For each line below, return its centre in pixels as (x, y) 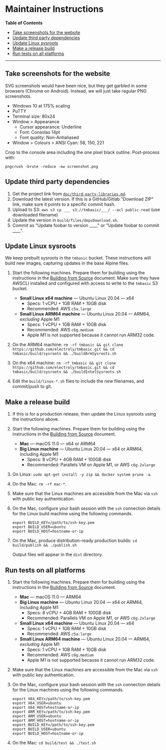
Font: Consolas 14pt (40, 132)
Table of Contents (24, 23)
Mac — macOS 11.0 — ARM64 (50, 597)
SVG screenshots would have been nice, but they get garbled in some (76, 86)
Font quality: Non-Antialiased (49, 137)
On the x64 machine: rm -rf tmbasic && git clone (64, 363)
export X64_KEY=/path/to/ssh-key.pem (51, 699)
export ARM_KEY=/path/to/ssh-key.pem (51, 712)
